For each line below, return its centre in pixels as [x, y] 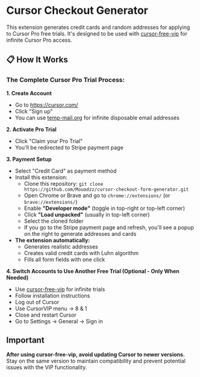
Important [25, 341]
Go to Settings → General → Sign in [59, 321]
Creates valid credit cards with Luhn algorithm [81, 253]
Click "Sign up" [34, 111]
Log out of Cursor [37, 302]
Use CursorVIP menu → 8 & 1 [51, 308]
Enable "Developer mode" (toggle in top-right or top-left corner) [105, 208]
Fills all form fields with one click [64, 259]
